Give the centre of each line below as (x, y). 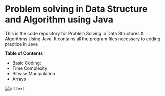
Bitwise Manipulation (34, 73)
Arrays (19, 79)
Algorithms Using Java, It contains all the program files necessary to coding (83, 39)
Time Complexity (30, 68)
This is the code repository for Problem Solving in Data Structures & (75, 33)
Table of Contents (24, 53)
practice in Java (22, 44)
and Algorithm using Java (59, 20)
